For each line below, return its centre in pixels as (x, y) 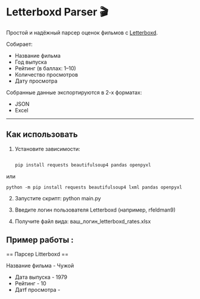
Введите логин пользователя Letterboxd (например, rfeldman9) (95, 210)
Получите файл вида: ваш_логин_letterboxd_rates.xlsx (83, 221)
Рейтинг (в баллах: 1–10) (45, 68)
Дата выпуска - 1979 (41, 277)
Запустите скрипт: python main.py (58, 198)
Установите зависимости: (47, 149)
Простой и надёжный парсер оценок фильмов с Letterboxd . (82, 32)
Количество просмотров (46, 74)
